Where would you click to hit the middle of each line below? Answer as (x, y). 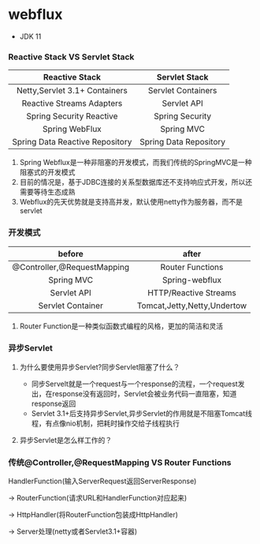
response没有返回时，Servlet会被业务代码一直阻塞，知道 (145, 393)
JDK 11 (30, 36)
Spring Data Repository (182, 142)
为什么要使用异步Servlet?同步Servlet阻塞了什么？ (100, 367)
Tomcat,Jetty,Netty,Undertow (192, 306)
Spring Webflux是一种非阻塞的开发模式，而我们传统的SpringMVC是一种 (136, 163)
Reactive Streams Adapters (72, 103)
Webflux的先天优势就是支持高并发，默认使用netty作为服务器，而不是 (131, 202)
